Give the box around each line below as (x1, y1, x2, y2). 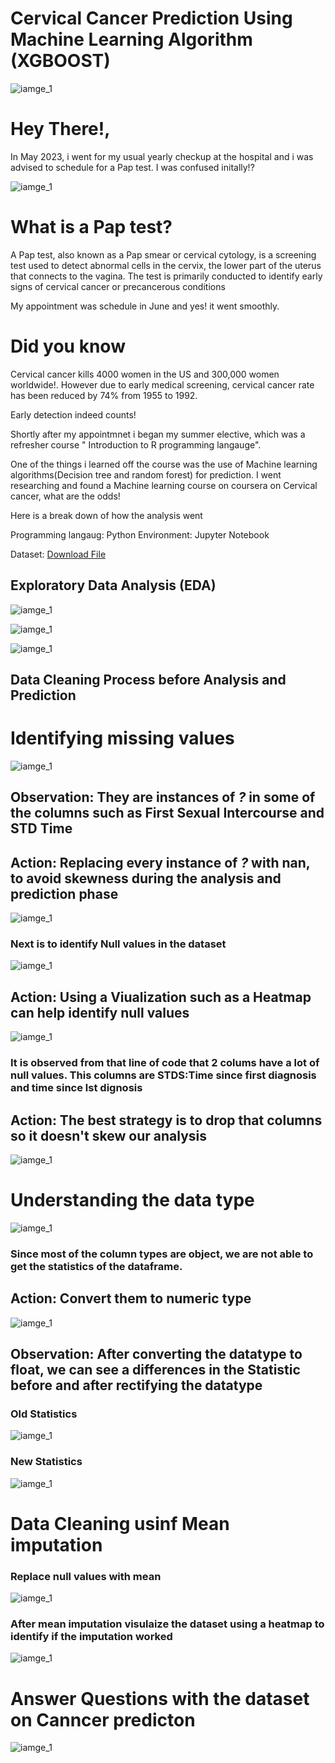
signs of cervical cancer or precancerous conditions (10, 280, 226, 292)
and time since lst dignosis (10, 1081, 143, 1095)
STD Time (10, 820, 73, 837)
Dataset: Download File (10, 548, 107, 560)
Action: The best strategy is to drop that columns (10, 1112, 323, 1129)
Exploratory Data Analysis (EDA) (10, 577, 217, 594)
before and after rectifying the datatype (10, 1377, 263, 1394)
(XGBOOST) (10, 50, 111, 72)
